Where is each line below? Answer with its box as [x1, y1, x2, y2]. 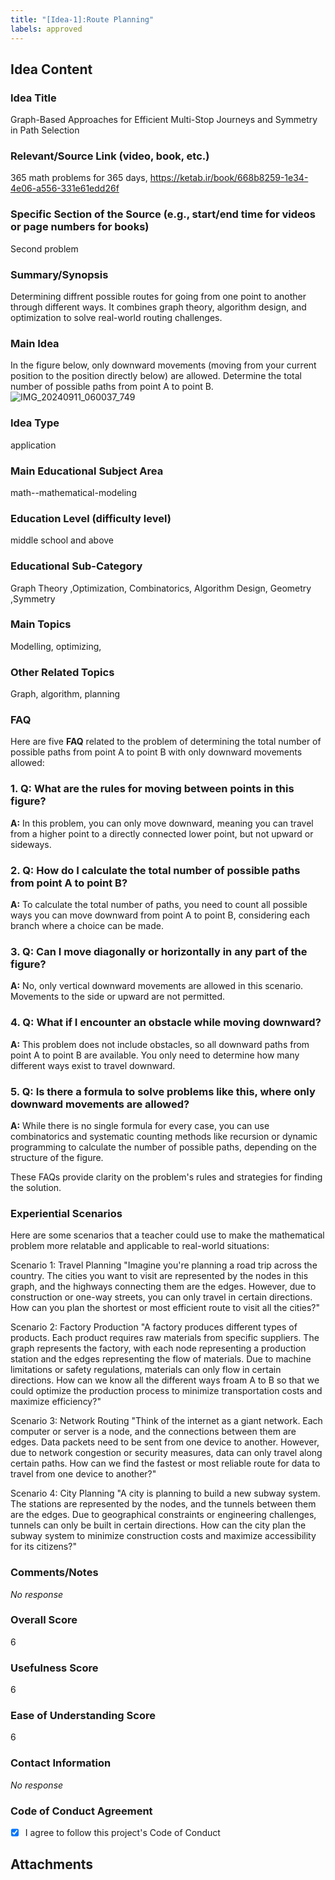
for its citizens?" [10, 1541, 77, 1553]
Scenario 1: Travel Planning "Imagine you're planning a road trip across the [10, 1259, 318, 1271]
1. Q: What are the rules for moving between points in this [10, 782, 295, 796]
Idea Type [10, 416, 60, 430]
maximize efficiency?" [10, 1396, 102, 1408]
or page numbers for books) [10, 220, 150, 234]
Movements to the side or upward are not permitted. [10, 991, 226, 1003]
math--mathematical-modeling [10, 486, 137, 498]
